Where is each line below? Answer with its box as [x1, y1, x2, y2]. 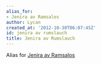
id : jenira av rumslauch [6, 30, 67, 36]
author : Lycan [6, 19, 41, 25]
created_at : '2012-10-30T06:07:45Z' [6, 24, 96, 31]
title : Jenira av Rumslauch [6, 35, 76, 41]
